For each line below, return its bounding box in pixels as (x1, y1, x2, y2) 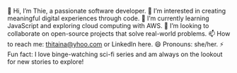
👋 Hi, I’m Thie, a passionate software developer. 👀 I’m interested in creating (7, 7, 226, 15)
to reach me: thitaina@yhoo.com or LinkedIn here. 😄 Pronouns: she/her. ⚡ (7, 40, 224, 48)
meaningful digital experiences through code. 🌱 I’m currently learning (7, 14, 210, 22)
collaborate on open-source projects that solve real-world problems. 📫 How (7, 29, 231, 38)
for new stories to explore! (7, 58, 84, 66)
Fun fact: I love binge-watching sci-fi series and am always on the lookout (7, 50, 223, 58)
